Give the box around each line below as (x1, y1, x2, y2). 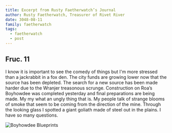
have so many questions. (5, 112, 58, 118)
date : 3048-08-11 (5, 17, 43, 22)
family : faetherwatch (5, 21, 52, 27)
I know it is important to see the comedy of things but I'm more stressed (5, 69, 158, 75)
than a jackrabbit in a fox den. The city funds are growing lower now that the (5, 74, 167, 80)
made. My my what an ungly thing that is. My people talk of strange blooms (5, 96, 165, 102)
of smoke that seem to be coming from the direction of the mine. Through (5, 101, 161, 107)
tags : (5, 27, 17, 32)
